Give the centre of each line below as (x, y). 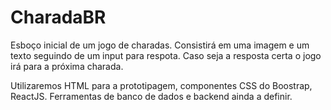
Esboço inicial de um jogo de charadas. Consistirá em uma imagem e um (160, 45)
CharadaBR (58, 17)
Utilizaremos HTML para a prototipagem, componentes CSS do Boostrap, (161, 85)
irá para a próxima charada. (67, 66)
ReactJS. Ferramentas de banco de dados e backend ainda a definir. (151, 96)
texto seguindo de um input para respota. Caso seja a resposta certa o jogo (166, 55)
